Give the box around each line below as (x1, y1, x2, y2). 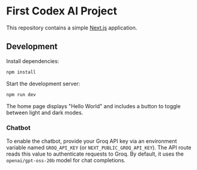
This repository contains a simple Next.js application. (6, 24, 138, 31)
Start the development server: (6, 80, 80, 87)
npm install (6, 69, 36, 75)
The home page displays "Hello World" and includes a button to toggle (6, 102, 181, 109)
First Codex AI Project (6, 4, 117, 18)
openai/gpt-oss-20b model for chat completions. (6, 156, 126, 163)
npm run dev (6, 91, 36, 97)
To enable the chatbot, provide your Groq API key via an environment (6, 137, 177, 145)
